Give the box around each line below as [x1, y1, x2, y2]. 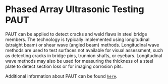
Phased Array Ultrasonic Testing [5, 4, 145, 15]
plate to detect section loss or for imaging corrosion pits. [5, 63, 123, 69]
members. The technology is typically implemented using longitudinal [5, 36, 150, 43]
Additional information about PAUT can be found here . [5, 73, 118, 79]
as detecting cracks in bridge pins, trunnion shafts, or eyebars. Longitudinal [5, 52, 162, 59]
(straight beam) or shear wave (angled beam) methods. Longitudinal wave [5, 41, 159, 48]
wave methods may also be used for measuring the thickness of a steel [5, 58, 154, 64]
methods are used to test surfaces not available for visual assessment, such [5, 47, 163, 53]
